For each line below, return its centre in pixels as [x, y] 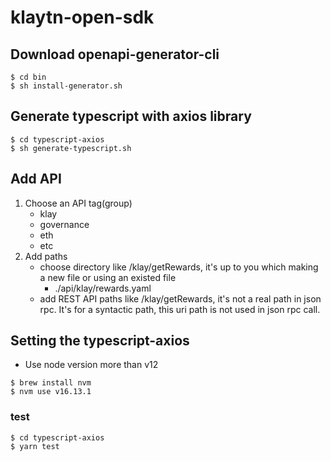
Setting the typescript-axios [100, 341]
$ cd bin [28, 77]
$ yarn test [35, 446]
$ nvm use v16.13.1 [51, 392]
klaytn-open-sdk [82, 17]
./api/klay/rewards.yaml [103, 288]
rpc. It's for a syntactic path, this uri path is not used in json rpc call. [180, 309]
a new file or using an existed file [108, 277]
